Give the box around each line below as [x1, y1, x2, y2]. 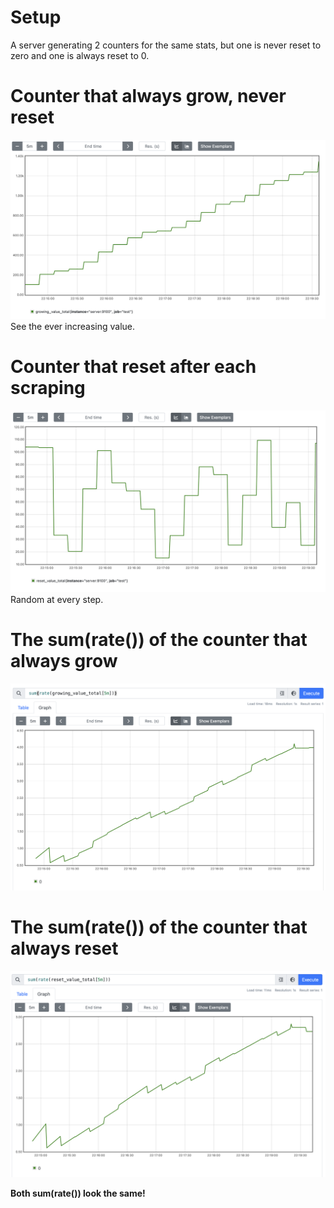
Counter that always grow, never [10, 85, 287, 108]
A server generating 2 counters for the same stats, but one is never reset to [10, 39, 322, 51]
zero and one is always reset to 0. [10, 49, 150, 61]
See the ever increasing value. [10, 320, 136, 332]
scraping [10, 377, 86, 399]
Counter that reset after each [10, 356, 257, 378]
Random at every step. [10, 594, 104, 606]
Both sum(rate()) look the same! [10, 1187, 146, 1199]
